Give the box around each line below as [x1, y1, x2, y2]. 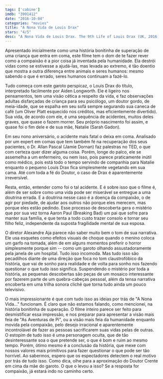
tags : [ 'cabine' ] [5, 7, 40, 12]
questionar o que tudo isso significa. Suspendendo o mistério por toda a [5, 266, 149, 272]
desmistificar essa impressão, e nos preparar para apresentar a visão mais [5, 311, 154, 317]
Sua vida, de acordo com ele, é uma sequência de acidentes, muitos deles [5, 114, 154, 120]
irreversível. [5, 174, 29, 180]
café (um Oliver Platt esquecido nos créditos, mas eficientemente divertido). [5, 108, 158, 114]
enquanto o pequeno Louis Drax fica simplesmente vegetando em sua [5, 164, 146, 170]
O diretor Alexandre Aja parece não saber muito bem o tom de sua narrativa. [5, 229, 158, 236]
